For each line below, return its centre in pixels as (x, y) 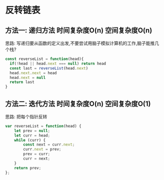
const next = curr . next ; (49, 145)
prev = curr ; (37, 154)
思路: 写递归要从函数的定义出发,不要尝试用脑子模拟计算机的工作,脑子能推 (80, 43)
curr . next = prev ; (42, 149)
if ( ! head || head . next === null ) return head (58, 63)
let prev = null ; (32, 130)
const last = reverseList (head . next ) (49, 68)
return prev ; (28, 168)
